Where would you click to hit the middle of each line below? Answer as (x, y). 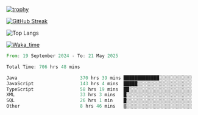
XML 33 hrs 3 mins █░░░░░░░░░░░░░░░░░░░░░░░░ (99, 95)
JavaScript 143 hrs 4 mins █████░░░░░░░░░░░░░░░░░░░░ (99, 83)
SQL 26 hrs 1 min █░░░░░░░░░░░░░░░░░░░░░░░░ (99, 100)
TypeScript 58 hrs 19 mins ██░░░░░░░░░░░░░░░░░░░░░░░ (99, 89)
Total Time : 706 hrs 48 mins (43, 67)
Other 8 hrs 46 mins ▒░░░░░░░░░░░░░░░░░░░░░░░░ (99, 106)
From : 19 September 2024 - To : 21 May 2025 (62, 56)
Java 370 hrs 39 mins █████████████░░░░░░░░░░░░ (99, 78)
